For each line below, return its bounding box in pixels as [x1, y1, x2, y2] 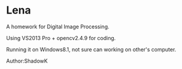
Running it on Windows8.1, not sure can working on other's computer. [6, 45, 177, 53]
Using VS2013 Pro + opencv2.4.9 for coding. [6, 34, 116, 41]
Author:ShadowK [6, 57, 48, 64]
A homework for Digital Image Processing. [6, 23, 109, 30]
